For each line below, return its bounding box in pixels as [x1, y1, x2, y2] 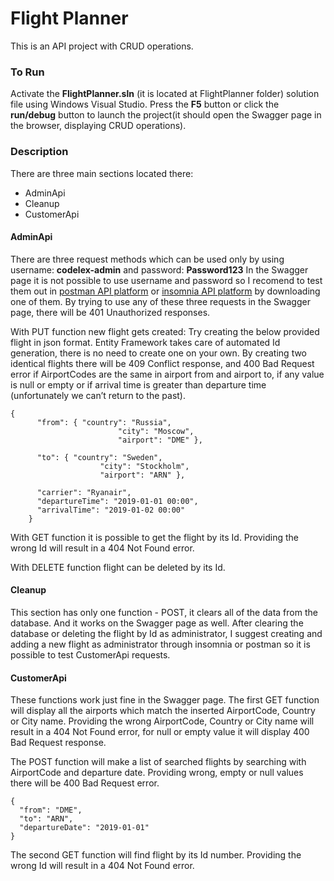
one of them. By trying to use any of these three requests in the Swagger [10, 295, 311, 307]
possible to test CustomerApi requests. [10, 648, 171, 661]
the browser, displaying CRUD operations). [10, 120, 187, 132]
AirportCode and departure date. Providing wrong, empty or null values [10, 767, 304, 779]
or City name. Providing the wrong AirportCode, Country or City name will [10, 715, 315, 727]
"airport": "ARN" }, [99, 470, 186, 480]
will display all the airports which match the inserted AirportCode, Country [10, 705, 316, 717]
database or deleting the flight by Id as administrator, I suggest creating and [10, 627, 323, 639]
